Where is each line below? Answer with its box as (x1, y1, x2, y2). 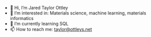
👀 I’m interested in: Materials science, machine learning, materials (10, 10, 146, 16)
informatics (10, 15, 34, 21)
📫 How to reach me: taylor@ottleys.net (10, 26, 92, 32)
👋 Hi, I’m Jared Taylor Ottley (10, 5, 68, 10)
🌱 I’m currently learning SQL (10, 20, 69, 26)
